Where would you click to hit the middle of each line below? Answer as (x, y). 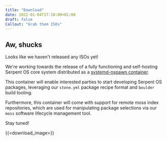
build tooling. (19, 93)
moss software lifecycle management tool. (48, 113)
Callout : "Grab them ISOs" (34, 24)
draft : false (19, 19)
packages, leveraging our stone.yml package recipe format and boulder (80, 87)
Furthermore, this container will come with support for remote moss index (82, 102)
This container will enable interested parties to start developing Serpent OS (83, 82)
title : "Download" (25, 10)
